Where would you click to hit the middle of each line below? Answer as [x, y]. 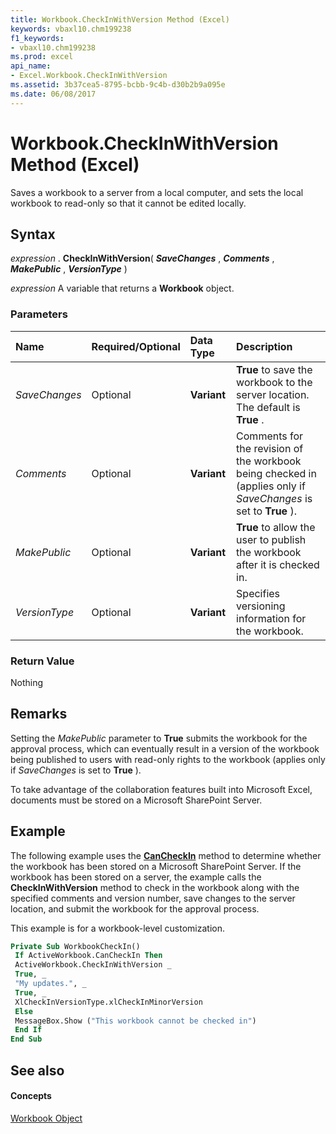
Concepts [31, 1096]
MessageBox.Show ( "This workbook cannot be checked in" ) [135, 1021]
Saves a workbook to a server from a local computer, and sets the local [157, 192]
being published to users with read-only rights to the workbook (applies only [168, 759]
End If [28, 1030]
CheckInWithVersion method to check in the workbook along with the [155, 887]
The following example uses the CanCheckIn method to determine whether [166, 855]
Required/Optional [136, 346]
